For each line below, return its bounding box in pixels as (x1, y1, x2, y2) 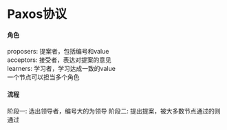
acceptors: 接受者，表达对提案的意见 (7, 56, 112, 64)
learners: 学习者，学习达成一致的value (7, 65, 116, 73)
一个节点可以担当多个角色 (7, 73, 80, 81)
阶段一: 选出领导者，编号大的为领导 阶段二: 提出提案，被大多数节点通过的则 (7, 107, 221, 115)
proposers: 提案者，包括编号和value (7, 47, 109, 56)
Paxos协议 (7, 6, 67, 22)
